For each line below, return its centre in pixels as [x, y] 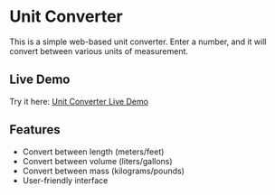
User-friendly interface [65, 180]
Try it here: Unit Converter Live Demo [79, 101]
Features [35, 130]
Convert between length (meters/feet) [93, 152]
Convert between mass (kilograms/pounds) [104, 171]
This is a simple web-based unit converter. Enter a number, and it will [138, 42]
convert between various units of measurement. [99, 51]
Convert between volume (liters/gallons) [98, 161]
